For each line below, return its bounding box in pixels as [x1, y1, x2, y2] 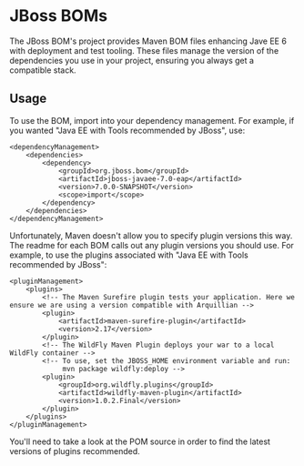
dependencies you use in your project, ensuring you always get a [9, 55, 255, 66]
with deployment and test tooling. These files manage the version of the [9, 45, 279, 56]
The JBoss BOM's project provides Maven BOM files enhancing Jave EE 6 [9, 35, 287, 46]
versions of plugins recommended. [9, 445, 141, 456]
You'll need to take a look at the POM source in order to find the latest [9, 436, 271, 447]
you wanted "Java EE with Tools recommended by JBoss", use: [9, 125, 246, 136]
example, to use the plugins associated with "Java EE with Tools [9, 249, 248, 260]
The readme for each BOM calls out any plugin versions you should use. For [9, 239, 294, 250]
